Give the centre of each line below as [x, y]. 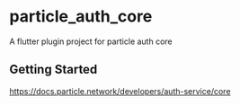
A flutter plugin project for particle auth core [91, 41]
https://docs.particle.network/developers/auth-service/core [120, 91]
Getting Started [53, 70]
